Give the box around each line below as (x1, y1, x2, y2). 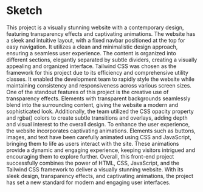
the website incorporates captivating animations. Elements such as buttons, (6, 127, 196, 134)
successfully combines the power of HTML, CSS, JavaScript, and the (6, 159, 179, 166)
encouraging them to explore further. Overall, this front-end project (6, 153, 174, 160)
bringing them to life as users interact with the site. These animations (6, 140, 179, 147)
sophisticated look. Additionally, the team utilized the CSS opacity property (6, 108, 194, 115)
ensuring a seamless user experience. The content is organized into (6, 49, 176, 57)
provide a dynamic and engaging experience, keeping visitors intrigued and (6, 146, 196, 154)
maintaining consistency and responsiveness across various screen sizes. (6, 81, 191, 89)
